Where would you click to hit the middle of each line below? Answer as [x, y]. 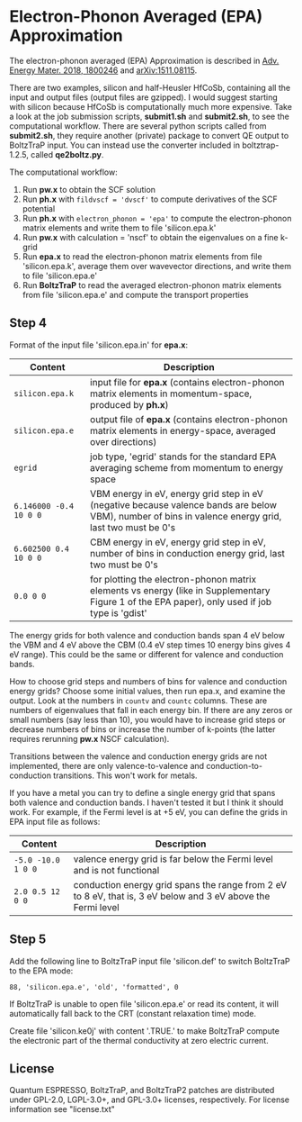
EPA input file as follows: [55, 821]
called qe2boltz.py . [67, 154]
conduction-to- [235, 765]
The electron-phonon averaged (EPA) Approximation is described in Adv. [144, 60]
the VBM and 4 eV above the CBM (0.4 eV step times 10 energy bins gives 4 [150, 645]
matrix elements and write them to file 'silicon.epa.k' [119, 228]
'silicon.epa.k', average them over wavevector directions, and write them [157, 266]
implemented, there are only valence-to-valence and [107, 765]
